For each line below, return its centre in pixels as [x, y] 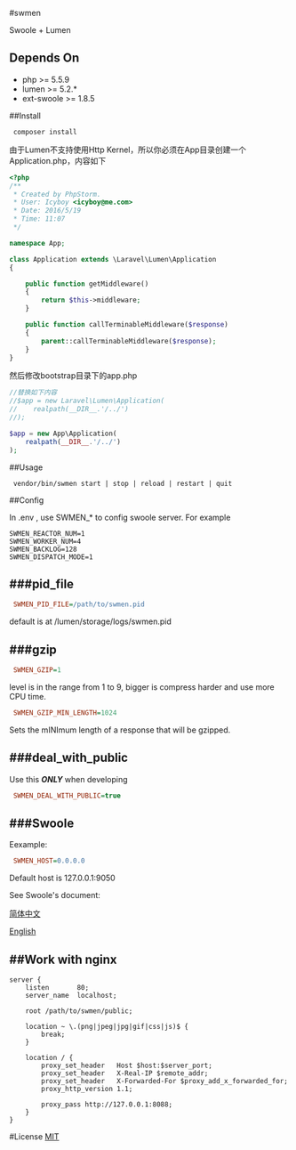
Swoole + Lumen [40, 30]
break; [53, 1034]
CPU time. [28, 696]
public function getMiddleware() [87, 284]
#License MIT [34, 1137]
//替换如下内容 [33, 393]
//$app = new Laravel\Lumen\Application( [87, 401]
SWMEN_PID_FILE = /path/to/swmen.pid [79, 604]
